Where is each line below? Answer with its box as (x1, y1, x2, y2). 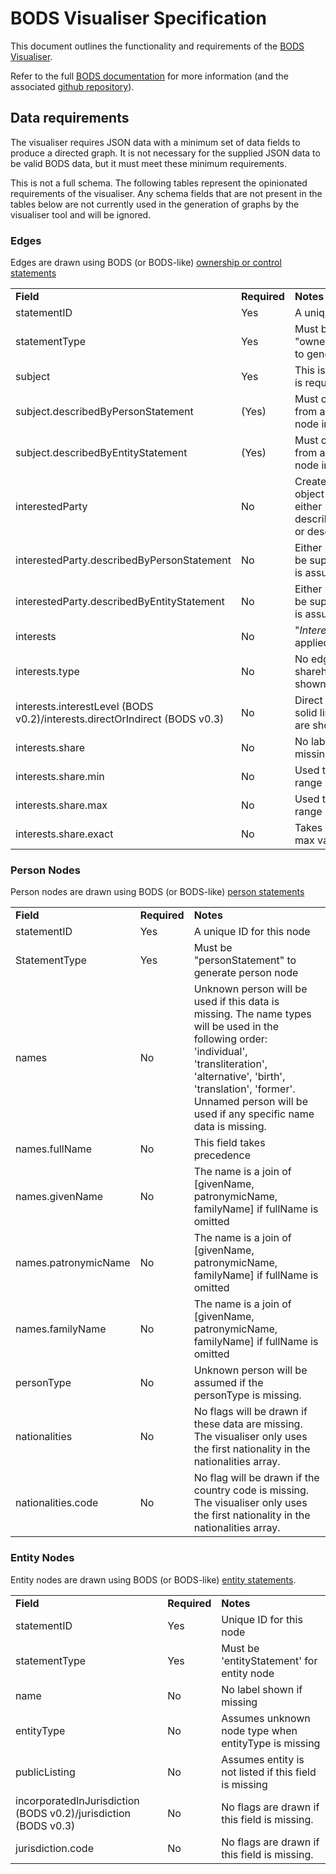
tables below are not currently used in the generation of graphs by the (10, 198, 300, 210)
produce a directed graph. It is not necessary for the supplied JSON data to (10, 147, 321, 159)
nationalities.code (15, 1496, 99, 1510)
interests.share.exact (15, 827, 114, 841)
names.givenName (15, 1190, 104, 1204)
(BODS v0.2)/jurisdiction (15, 1806, 131, 1820)
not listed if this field (221, 1765, 317, 1779)
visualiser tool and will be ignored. (10, 208, 152, 221)
